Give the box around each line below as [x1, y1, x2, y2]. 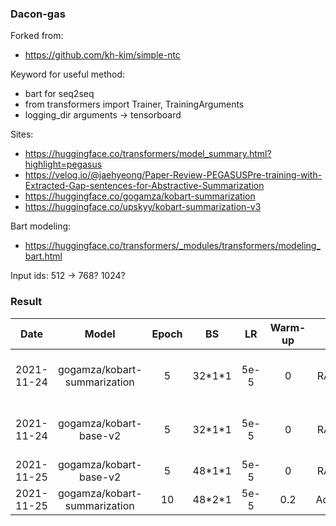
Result [10, 295, 43, 309]
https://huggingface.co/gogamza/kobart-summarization [24, 190, 256, 202]
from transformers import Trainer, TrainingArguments [24, 98, 245, 111]
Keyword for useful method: [10, 68, 126, 81]
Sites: [10, 128, 34, 141]
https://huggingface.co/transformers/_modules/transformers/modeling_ [24, 240, 321, 252]
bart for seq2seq [24, 88, 95, 100]
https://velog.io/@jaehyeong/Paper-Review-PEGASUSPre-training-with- [24, 169, 323, 181]
